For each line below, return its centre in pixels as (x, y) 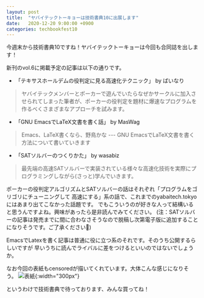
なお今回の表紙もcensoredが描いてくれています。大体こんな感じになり (95, 269)
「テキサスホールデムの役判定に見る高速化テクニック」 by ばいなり (100, 81)
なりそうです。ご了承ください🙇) (51, 227)
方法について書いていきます (56, 143)
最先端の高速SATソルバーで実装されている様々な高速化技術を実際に (106, 169)
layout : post (23, 12)
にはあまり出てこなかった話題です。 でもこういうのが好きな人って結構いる (100, 205)
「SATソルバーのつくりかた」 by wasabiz (67, 156)
